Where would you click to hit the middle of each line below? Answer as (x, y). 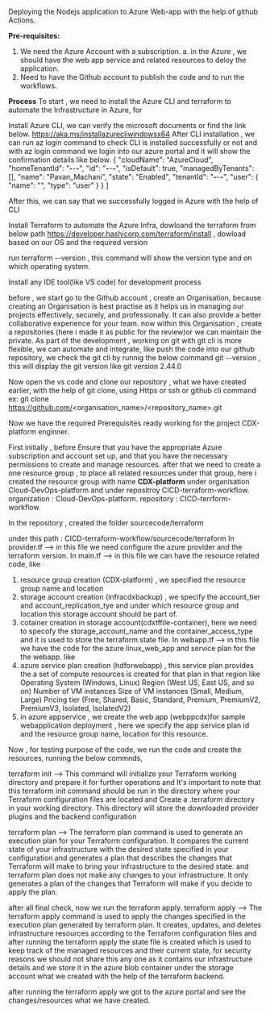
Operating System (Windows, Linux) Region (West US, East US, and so (137, 683)
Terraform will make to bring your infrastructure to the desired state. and (129, 866)
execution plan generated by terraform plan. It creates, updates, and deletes (135, 925)
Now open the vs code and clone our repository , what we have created (127, 382)
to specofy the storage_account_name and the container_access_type (137, 631)
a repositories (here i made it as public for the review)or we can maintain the (135, 332)
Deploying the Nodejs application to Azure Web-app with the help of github (133, 12)
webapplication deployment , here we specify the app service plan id (135, 725)
